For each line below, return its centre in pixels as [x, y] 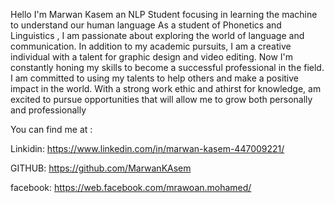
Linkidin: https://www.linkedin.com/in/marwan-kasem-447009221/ [147, 148]
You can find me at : [51, 129]
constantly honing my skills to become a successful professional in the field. [167, 67]
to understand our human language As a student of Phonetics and [146, 25]
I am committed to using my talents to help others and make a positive [155, 78]
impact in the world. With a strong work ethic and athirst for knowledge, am [166, 88]
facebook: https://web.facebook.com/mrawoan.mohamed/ [131, 187]
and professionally [48, 110]
